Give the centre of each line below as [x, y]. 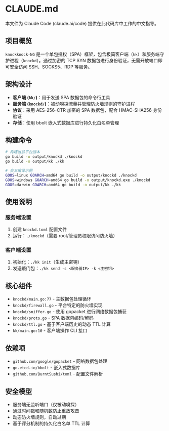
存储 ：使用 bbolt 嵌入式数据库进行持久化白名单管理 [66, 122]
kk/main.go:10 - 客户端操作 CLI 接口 [50, 331]
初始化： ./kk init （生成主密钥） [47, 262]
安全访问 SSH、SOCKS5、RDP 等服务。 [51, 67]
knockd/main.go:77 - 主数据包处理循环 [52, 299]
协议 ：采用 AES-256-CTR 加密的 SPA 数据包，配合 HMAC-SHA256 [82, 110]
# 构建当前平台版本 [23, 152]
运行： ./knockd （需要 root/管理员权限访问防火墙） [65, 236]
